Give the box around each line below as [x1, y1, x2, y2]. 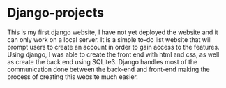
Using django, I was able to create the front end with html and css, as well [7, 50, 220, 59]
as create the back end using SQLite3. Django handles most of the [7, 57, 198, 66]
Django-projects [7, 5, 105, 21]
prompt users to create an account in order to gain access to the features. [7, 43, 220, 51]
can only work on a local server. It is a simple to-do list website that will [7, 35, 212, 43]
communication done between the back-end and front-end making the [7, 65, 211, 73]
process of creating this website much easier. [7, 72, 138, 81]
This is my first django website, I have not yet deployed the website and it [7, 28, 218, 36]
